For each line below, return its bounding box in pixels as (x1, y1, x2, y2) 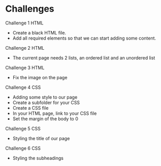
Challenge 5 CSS (5, 125, 41, 131)
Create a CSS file (12, 105, 49, 111)
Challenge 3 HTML (5, 64, 45, 71)
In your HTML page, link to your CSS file (12, 110, 97, 116)
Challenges (5, 3, 54, 15)
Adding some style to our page (12, 94, 78, 100)
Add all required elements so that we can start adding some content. (12, 35, 156, 41)
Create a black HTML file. (12, 29, 67, 36)
